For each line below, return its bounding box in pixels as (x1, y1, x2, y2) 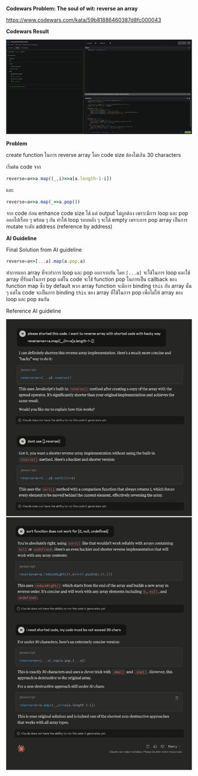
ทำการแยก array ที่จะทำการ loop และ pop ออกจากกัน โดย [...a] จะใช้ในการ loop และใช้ (6, 269, 190, 276)
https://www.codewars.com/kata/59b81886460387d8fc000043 (6, 17, 161, 23)
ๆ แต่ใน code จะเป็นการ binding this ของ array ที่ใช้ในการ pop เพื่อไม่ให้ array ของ (6, 289, 183, 296)
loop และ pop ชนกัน (6, 296, 50, 303)
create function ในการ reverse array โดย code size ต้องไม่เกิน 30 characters (6, 152, 181, 159)
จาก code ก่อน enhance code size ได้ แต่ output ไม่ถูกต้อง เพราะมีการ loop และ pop (6, 209, 189, 217)
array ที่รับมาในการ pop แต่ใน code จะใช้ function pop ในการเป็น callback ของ (6, 276, 177, 283)
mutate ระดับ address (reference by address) (6, 223, 113, 230)
